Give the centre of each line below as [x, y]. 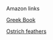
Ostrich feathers [26, 31]
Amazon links [23, 9]
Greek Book [21, 20]
